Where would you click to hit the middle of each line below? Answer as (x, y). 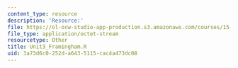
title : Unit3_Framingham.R (47, 47)
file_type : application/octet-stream (63, 34)
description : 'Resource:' (45, 21)
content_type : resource (42, 14)
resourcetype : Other (38, 40)
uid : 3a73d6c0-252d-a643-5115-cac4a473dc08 (73, 54)
